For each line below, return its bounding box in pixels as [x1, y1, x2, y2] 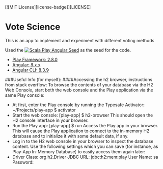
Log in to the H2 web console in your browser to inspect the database [12, 138, 154, 144]
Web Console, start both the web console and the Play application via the [5, 87, 154, 93]
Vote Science [5, 22, 60, 32]
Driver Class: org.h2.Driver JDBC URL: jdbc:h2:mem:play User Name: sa [12, 154, 159, 160]
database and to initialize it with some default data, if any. [12, 133, 129, 139]
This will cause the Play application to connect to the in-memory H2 [12, 128, 150, 134]
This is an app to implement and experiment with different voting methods [5, 37, 155, 43]
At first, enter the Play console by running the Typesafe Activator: [12, 102, 145, 108]
